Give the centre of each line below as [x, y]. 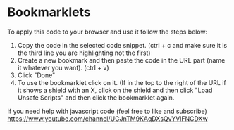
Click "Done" [36, 75]
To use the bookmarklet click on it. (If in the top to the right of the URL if [122, 82]
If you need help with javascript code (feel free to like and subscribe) [107, 111]
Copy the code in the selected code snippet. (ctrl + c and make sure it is [122, 45]
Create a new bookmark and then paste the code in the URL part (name [121, 60]
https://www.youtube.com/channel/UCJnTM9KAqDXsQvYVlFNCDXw [107, 118]
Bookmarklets [49, 12]
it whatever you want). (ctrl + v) [63, 67]
